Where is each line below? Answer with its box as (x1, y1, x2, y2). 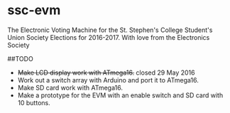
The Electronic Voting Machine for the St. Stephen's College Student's (7, 26, 213, 34)
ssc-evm (7, 2, 61, 18)
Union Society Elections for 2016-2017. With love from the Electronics (7, 33, 210, 41)
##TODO (7, 54, 33, 63)
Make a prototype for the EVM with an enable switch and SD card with (17, 91, 224, 99)
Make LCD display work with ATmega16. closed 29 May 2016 (17, 68, 195, 77)
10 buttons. (17, 98, 51, 107)
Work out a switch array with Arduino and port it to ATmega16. (17, 75, 199, 84)
